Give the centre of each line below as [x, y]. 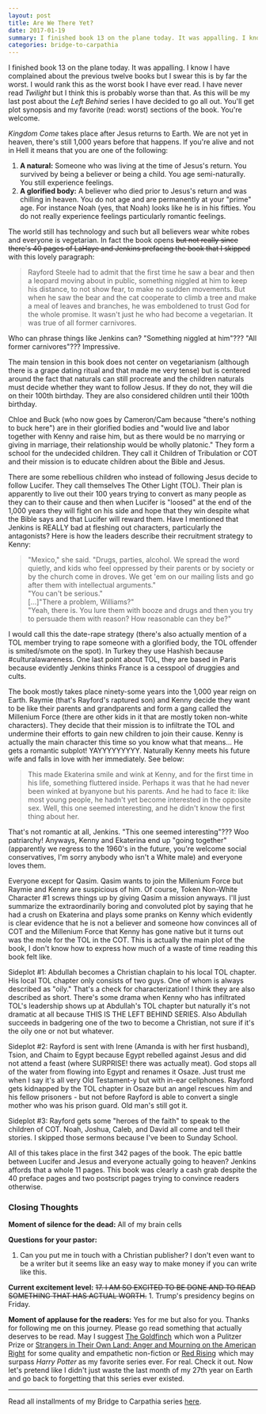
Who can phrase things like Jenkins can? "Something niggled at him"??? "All [133, 339]
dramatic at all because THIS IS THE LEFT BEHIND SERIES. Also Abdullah [127, 1014]
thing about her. [53, 817]
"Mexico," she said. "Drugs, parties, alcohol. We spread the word [133, 560]
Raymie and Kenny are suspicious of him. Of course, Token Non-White [123, 890]
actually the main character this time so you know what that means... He [126, 742]
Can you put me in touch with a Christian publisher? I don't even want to [137, 1255]
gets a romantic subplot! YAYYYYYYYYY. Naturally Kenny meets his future [129, 751]
